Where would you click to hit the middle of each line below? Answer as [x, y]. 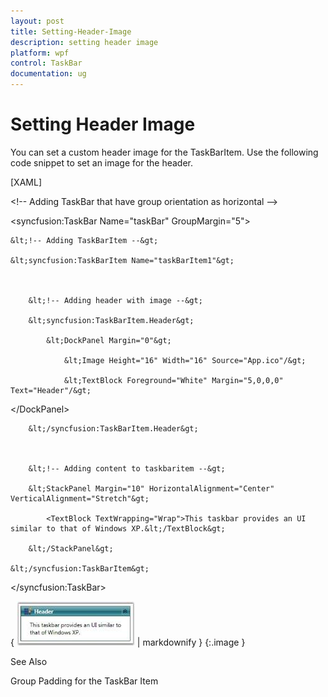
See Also [29, 661]
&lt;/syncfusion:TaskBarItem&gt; [80, 568]
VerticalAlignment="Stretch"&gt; [80, 498]
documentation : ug [48, 74]
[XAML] [26, 182]
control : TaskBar [46, 63]
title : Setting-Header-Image [71, 31]
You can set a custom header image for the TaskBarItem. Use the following [164, 152]
